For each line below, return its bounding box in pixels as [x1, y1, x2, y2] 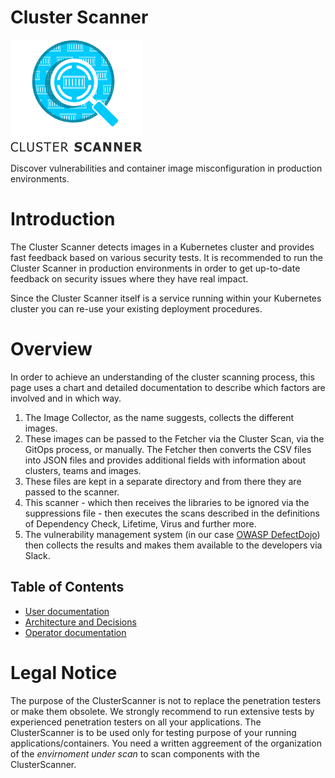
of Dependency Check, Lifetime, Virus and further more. [24, 517, 257, 530]
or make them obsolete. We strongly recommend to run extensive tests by [10, 705, 315, 717]
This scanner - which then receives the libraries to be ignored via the [24, 496, 310, 508]
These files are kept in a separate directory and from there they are [24, 475, 302, 487]
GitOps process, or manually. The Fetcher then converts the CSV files [24, 443, 312, 455]
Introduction [10, 208, 116, 231]
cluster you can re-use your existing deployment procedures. [10, 302, 263, 315]
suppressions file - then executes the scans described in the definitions [24, 507, 320, 519]
